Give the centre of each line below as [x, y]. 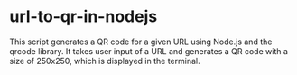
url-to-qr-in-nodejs [84, 17]
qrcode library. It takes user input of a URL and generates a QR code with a [149, 51]
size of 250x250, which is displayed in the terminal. [105, 61]
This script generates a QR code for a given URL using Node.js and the [141, 42]
